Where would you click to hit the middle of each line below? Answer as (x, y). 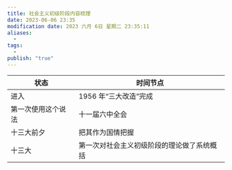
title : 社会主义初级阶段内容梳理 (49, 13)
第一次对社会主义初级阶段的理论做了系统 (144, 145)
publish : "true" (30, 59)
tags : (15, 45)
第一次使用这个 (35, 109)
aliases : (20, 33)
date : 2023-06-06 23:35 (41, 20)
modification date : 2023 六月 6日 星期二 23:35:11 (78, 26)
